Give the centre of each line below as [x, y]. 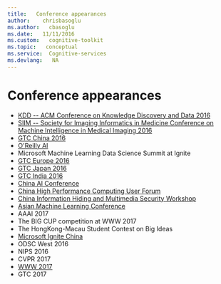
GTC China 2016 [42, 138]
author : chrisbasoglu [44, 21]
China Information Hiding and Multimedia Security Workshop [107, 198]
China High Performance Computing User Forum [89, 191]
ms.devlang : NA [33, 61]
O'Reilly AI [33, 145]
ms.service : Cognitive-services [57, 54]
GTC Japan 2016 [42, 168]
